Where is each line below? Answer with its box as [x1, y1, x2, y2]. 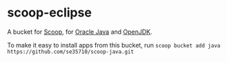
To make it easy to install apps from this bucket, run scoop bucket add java [7, 41, 221, 49]
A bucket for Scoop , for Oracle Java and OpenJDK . [7, 28, 153, 36]
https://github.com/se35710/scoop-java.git [7, 48, 135, 55]
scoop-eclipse [7, 5, 92, 21]
